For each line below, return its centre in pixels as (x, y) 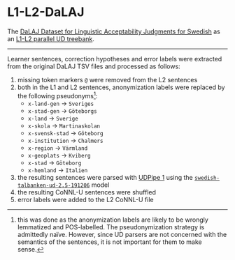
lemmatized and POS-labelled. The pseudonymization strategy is (111, 227)
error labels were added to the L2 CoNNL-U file (85, 199)
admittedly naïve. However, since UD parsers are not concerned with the (122, 234)
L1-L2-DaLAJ (46, 12)
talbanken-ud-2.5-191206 (54, 185)
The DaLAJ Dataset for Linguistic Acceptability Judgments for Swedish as (114, 31)
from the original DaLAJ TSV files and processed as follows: (94, 66)
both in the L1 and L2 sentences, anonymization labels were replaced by (121, 87)
